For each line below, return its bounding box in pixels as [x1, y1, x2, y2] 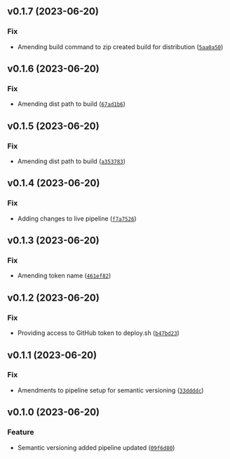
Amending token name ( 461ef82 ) [17, 271, 111, 280]
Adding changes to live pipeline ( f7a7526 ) [17, 214, 137, 223]
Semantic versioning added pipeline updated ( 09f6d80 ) [17, 443, 175, 451]
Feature [7, 427, 34, 437]
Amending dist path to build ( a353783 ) [17, 157, 126, 165]
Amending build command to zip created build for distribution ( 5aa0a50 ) [17, 42, 224, 51]
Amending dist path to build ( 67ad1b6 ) [17, 100, 126, 108]
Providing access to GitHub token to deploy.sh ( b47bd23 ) [17, 329, 180, 337]
